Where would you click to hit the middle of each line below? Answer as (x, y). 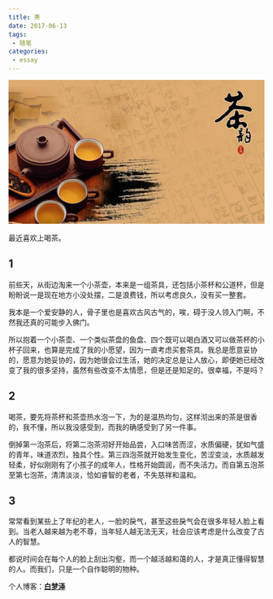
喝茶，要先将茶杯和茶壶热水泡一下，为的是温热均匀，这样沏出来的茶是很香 (133, 417)
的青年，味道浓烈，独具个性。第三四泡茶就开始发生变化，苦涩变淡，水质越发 (136, 454)
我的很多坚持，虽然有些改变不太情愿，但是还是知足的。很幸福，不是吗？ (143, 369)
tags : (17, 34)
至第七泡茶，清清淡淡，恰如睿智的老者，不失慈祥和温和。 (104, 474)
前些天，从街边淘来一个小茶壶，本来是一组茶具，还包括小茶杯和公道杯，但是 (136, 284)
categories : (28, 52)
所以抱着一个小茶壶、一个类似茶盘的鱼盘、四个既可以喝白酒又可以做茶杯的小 (136, 339)
